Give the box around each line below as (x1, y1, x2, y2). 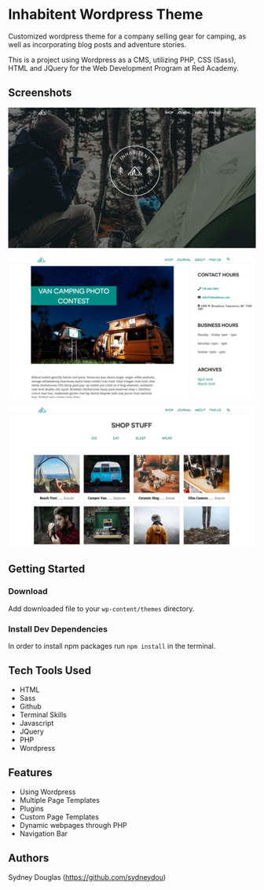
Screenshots (8, 86, 72, 100)
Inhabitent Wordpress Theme (8, 5, 203, 24)
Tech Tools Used (8, 664, 92, 677)
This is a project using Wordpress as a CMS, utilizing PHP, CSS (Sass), (8, 55, 236, 64)
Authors (8, 852, 49, 865)
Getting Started (8, 562, 86, 576)
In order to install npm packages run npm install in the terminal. (8, 642, 216, 651)
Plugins (19, 804, 45, 813)
